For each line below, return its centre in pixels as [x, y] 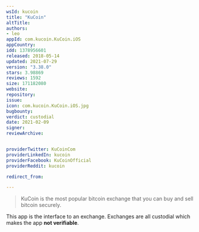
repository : [21, 95]
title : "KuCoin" [26, 17]
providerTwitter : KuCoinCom [41, 149]
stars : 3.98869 [25, 73]
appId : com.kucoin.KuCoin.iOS [44, 39]
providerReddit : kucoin [36, 166]
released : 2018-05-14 [33, 56]
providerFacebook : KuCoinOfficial [49, 160]
